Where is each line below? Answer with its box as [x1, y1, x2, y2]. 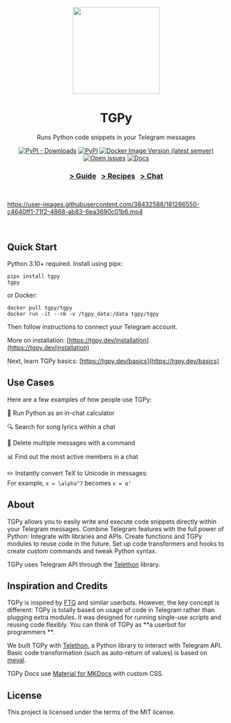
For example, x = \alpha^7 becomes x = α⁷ [7, 479, 131, 487]
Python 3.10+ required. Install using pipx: [7, 260, 123, 268]
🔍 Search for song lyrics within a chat [7, 422, 116, 431]
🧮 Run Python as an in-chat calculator [7, 409, 115, 417]
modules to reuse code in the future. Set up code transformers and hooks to [7, 539, 225, 548]
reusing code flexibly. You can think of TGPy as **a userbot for [7, 621, 187, 629]
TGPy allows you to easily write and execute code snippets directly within [7, 517, 216, 526]
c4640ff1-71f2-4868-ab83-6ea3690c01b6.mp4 [7, 208, 143, 216]
